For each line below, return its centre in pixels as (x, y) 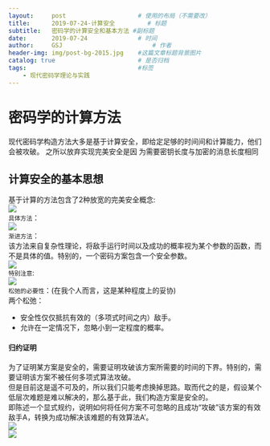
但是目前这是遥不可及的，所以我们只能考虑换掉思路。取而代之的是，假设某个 (135, 387)
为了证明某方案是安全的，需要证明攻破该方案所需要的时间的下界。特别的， (131, 367)
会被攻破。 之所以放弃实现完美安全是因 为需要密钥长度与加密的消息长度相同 (133, 151)
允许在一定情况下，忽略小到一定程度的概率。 (94, 328)
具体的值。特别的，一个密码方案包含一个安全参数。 (106, 256)
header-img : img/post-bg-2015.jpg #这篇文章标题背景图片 (105, 53)
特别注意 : (21, 273)
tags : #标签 (81, 68)
